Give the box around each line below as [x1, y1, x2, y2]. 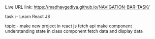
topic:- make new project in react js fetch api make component [5, 23, 132, 29]
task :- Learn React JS [5, 14, 51, 19]
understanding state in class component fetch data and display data [5, 28, 143, 34]
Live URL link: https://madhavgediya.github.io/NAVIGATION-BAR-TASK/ [5, 4, 150, 10]
